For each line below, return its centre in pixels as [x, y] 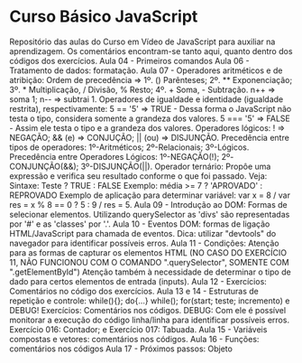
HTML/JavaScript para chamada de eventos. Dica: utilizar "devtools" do [143, 233]
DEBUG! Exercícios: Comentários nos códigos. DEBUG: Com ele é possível [148, 310]
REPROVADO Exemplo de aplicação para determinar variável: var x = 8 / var [150, 195]
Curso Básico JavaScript [104, 17]
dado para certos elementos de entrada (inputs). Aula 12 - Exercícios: [138, 281]
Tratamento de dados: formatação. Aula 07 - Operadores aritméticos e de [146, 70]
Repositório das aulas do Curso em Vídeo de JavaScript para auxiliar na [142, 42]
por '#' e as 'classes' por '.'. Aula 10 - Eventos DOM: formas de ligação [140, 224]
